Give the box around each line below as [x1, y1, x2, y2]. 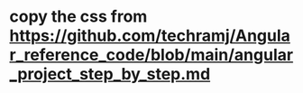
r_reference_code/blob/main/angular [9, 45, 294, 65]
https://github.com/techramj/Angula [9, 25, 291, 46]
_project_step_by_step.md [9, 64, 211, 85]
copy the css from [9, 6, 148, 27]
